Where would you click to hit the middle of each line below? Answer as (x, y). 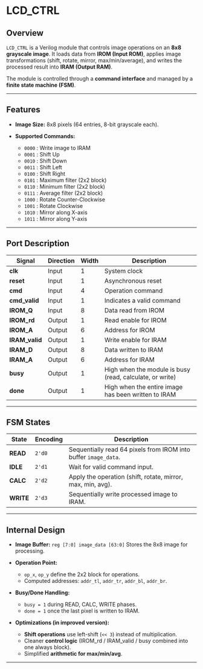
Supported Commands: (45, 136)
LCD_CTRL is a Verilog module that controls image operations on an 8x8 (94, 47)
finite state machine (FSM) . (41, 85)
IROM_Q (21, 310)
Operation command (134, 291)
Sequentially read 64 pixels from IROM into (129, 449)
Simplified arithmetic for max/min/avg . (73, 654)
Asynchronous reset (133, 281)
